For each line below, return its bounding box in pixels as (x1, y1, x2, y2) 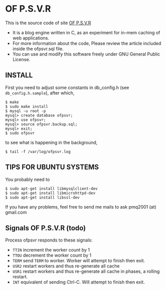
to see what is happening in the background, (5, 139, 98, 146)
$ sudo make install (5, 104, 49, 109)
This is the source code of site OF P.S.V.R (5, 20, 92, 26)
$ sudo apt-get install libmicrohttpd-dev (5, 190, 96, 196)
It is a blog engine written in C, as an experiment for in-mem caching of (12, 29, 160, 35)
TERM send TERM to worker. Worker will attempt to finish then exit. (12, 258, 145, 264)
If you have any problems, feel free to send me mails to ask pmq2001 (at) (5, 204, 157, 210)
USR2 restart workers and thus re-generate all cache (12, 263, 120, 269)
